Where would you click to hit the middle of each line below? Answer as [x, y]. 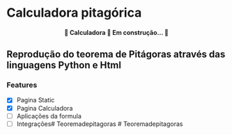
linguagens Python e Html [64, 65]
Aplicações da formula [49, 116]
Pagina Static [36, 100]
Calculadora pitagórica [74, 13]
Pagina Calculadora [45, 108]
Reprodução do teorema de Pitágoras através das [116, 55]
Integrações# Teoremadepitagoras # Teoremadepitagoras [100, 124]
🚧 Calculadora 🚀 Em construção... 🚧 [116, 32]
